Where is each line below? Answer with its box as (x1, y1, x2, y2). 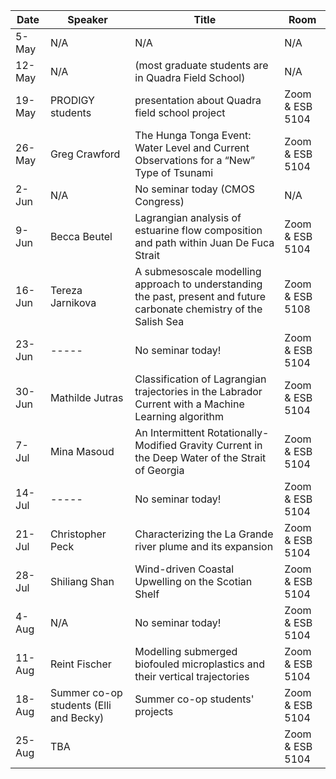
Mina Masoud (49, 445, 115, 458)
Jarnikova (49, 296, 97, 309)
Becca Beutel (49, 230, 113, 243)
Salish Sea (134, 315, 185, 328)
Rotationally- (207, 426, 270, 439)
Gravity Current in (179, 439, 263, 452)
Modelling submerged (134, 645, 238, 658)
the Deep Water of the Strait (134, 451, 267, 464)
